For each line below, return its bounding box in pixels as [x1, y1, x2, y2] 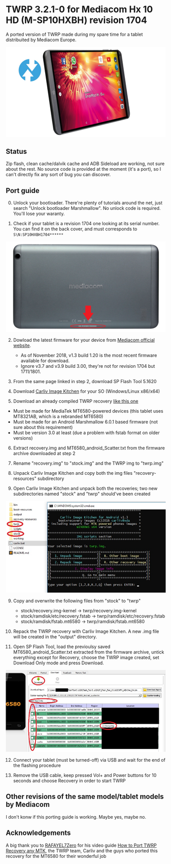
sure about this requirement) [13, 424, 73, 430]
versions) [13, 435, 33, 441]
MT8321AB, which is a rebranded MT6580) [13, 413, 104, 419]
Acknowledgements [6, 829, 71, 838]
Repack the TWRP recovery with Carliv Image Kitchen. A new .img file [13, 628, 159, 634]
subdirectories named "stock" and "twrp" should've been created [13, 491, 151, 497]
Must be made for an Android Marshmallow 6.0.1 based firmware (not [13, 419, 158, 425]
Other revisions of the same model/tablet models [6, 792, 164, 801]
